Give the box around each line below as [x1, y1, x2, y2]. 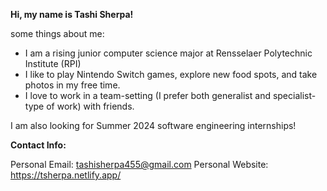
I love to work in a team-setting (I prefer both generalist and [24, 90, 271, 101]
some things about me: [10, 28, 105, 39]
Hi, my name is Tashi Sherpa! [10, 9, 134, 20]
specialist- [272, 90, 317, 101]
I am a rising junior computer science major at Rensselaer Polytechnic [24, 47, 313, 59]
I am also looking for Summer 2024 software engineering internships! [10, 120, 297, 131]
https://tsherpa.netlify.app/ [10, 169, 122, 181]
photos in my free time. [24, 79, 121, 91]
